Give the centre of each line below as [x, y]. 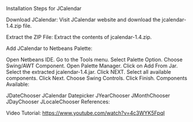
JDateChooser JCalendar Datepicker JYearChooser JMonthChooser [88, 96]
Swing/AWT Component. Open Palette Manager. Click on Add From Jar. [92, 66]
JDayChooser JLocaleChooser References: [58, 102]
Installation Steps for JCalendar [44, 8]
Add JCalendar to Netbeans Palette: [49, 48]
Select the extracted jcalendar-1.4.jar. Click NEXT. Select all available [89, 72]
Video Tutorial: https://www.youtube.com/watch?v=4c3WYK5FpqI [85, 113]
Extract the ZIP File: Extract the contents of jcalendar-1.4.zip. [79, 37]
